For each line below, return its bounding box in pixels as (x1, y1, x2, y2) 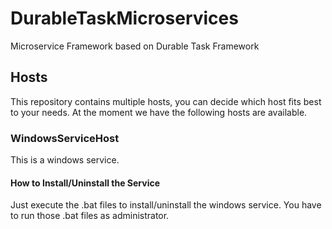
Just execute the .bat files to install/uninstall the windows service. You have (10, 199, 322, 211)
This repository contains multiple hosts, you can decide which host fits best (10, 95, 322, 107)
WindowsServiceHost (10, 131, 120, 145)
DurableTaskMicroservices (10, 7, 239, 30)
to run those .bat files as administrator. (10, 210, 170, 222)
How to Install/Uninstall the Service (10, 177, 161, 189)
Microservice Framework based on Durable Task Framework (10, 40, 260, 52)
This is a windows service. (10, 154, 120, 166)
